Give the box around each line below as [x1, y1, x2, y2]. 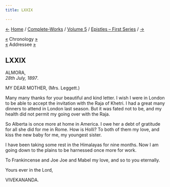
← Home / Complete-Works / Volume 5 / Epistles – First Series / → [5, 26, 144, 32]
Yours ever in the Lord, [5, 167, 54, 173]
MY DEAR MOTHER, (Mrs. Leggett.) [5, 85, 80, 91]
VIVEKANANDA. [5, 177, 39, 183]
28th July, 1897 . [5, 75, 39, 81]
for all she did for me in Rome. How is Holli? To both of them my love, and [5, 126, 160, 133]
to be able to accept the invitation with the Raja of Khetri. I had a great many [5, 100, 165, 106]
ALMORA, [5, 69, 26, 76]
